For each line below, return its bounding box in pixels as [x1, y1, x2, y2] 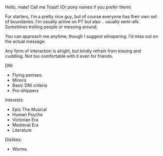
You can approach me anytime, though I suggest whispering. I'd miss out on [5, 34, 158, 39]
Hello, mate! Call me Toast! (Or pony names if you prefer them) [5, 4, 131, 10]
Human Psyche [12, 112, 43, 117]
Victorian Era [12, 117, 39, 122]
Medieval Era [12, 122, 39, 128]
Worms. [12, 146, 28, 152]
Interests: [5, 97, 24, 103]
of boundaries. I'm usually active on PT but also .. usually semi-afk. [5, 19, 140, 24]
